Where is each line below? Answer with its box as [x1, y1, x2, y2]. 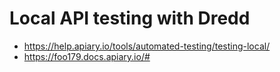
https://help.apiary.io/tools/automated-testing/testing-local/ [23, 40, 271, 52]
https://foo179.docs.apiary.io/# [23, 50, 151, 62]
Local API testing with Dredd [9, 7, 251, 30]
